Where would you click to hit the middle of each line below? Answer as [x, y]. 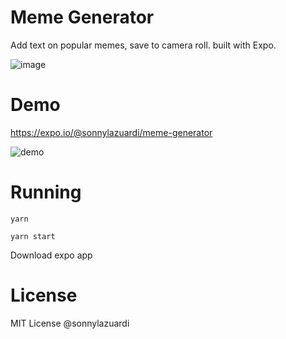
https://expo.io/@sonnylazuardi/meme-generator [111, 132]
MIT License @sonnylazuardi [70, 323]
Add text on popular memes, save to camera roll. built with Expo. [143, 45]
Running [46, 192]
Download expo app [51, 255]
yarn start [33, 236]
